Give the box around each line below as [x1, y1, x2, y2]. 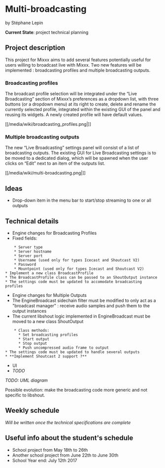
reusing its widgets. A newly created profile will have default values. [5, 112, 143, 118]
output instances [12, 308, 47, 314]
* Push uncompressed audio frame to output [18, 345, 109, 350]
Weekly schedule [5, 406, 60, 415]
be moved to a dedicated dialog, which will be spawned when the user [5, 155, 148, 161]
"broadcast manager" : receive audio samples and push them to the [12, 302, 150, 309]
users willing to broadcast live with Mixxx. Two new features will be [5, 62, 142, 68]
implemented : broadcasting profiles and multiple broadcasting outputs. [5, 67, 151, 73]
